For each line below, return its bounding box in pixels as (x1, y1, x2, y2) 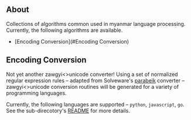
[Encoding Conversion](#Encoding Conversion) (14, 38, 129, 45)
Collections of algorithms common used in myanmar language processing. (6, 20, 186, 27)
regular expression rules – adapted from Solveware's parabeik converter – (6, 76, 185, 84)
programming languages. (6, 89, 67, 96)
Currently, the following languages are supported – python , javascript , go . (6, 101, 185, 108)
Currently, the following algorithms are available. (6, 26, 123, 34)
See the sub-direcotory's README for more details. (6, 107, 130, 114)
